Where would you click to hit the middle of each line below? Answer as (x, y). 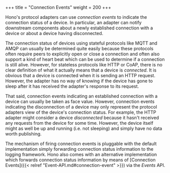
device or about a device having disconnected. (54, 33)
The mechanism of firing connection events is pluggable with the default (81, 144)
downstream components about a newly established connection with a (79, 28)
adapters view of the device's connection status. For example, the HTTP (81, 112)
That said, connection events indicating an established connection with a (81, 96)
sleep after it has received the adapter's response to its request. (72, 86)
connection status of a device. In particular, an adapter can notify (74, 23)
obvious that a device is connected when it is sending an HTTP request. (80, 75)
